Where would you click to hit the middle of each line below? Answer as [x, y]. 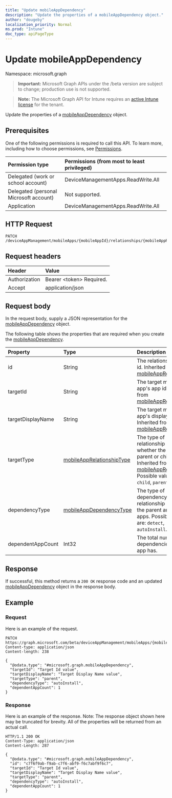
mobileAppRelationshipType [97, 460]
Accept [17, 288]
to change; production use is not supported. [64, 89]
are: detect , [150, 523]
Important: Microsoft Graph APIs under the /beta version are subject [90, 83]
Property [19, 352]
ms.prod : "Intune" [25, 29]
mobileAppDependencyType [98, 510]
